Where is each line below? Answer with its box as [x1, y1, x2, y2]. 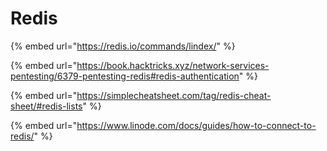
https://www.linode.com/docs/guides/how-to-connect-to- [76, 119, 317, 131]
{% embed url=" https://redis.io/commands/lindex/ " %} [10, 40, 236, 52]
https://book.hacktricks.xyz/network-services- [76, 59, 270, 71]
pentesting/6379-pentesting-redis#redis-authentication [10, 70, 240, 82]
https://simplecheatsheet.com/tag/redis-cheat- [76, 89, 272, 101]
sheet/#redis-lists [10, 100, 83, 112]
